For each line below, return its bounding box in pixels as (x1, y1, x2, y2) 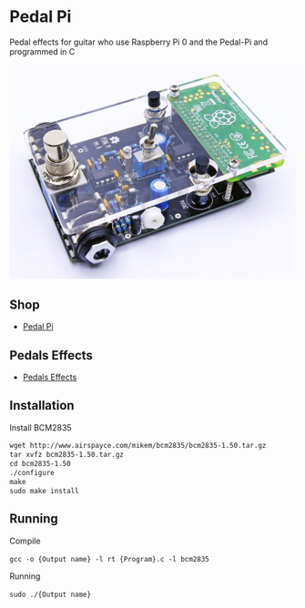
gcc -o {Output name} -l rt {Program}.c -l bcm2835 (9, 554, 209, 563)
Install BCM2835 (9, 421, 72, 433)
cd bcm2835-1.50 (9, 459, 71, 468)
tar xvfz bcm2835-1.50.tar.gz (9, 450, 125, 459)
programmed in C (9, 46, 76, 56)
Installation (9, 398, 75, 413)
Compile (9, 535, 41, 546)
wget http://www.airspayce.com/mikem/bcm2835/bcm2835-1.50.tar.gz (9, 441, 267, 450)
